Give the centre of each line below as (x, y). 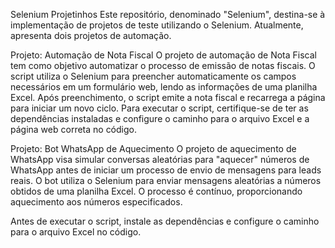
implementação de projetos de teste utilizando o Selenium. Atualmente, (157, 25)
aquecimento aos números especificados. (96, 202)
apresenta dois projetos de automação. (91, 35)
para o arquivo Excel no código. (76, 232)
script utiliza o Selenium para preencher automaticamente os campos (153, 76)
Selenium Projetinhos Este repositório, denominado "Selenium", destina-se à (168, 14)
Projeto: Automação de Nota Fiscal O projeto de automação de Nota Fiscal (163, 55)
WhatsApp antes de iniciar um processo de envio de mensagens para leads (166, 170)
